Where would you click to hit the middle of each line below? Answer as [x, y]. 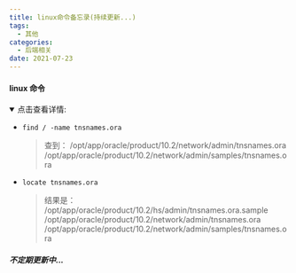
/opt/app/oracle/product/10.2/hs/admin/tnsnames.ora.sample [156, 210]
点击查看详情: [42, 109]
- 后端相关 [35, 51]
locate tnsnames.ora [60, 183]
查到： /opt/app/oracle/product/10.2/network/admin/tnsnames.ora [165, 145]
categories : [31, 42]
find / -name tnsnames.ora [72, 128]
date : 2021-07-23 [41, 58]
